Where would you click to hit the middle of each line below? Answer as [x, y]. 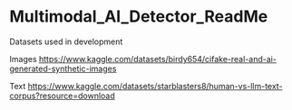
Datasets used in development [66, 41]
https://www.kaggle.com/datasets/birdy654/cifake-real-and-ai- [157, 59]
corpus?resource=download [62, 96]
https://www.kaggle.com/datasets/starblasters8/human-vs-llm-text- [155, 86]
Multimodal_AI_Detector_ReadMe [139, 17]
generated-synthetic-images [63, 69]
